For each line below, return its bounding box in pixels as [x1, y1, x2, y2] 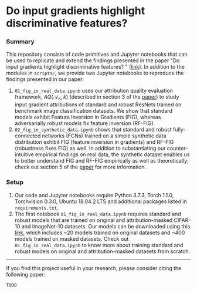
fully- [172, 126, 186, 133]
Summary [6, 38, 35, 46]
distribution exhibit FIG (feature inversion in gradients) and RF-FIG [14, 139, 174, 146]
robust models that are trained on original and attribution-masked [14, 216, 173, 224]
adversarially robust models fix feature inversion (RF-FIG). [14, 120, 155, 127]
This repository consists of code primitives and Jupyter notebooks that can [6, 51, 188, 58]
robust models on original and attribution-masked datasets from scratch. [14, 248, 191, 255]
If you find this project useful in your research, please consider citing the [6, 264, 182, 271]
